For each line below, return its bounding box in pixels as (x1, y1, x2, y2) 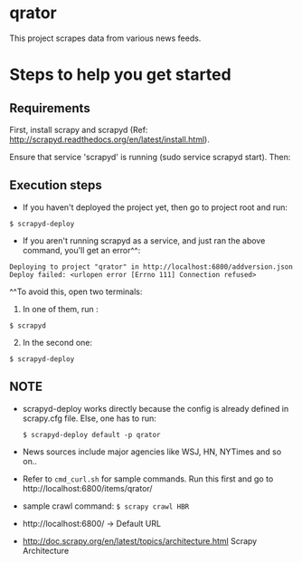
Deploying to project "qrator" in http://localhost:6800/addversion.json (9, 262, 294, 272)
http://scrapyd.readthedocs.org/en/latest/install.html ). (9, 134, 210, 145)
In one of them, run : (22, 303, 99, 314)
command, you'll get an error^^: (22, 244, 141, 255)
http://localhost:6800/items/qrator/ (22, 482, 153, 493)
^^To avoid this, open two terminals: (9, 286, 143, 297)
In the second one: (22, 337, 93, 348)
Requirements (9, 100, 90, 116)
